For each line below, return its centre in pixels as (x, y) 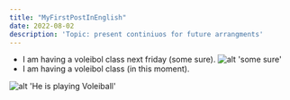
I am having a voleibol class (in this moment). (106, 69)
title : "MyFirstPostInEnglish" (68, 17)
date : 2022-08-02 (42, 26)
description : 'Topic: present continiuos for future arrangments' (136, 34)
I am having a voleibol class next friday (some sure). (119, 60)
